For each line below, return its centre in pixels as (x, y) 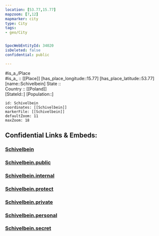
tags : (11, 28)
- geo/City (16, 32)
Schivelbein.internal (30, 176)
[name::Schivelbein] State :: (33, 84)
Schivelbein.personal (31, 215)
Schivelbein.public (28, 162)
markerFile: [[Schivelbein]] (35, 112)
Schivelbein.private (29, 202)
